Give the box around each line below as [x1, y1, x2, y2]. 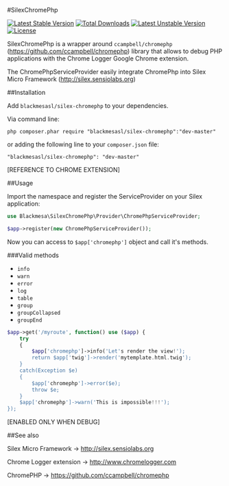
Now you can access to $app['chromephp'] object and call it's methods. [7, 237, 209, 246]
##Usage [7, 179, 34, 187]
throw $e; [32, 386, 60, 393]
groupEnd [16, 316, 43, 324]
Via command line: [7, 115, 60, 123]
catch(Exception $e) [19, 367, 78, 374]
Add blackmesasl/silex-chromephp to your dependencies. [7, 102, 169, 109]
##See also [7, 431, 40, 439]
